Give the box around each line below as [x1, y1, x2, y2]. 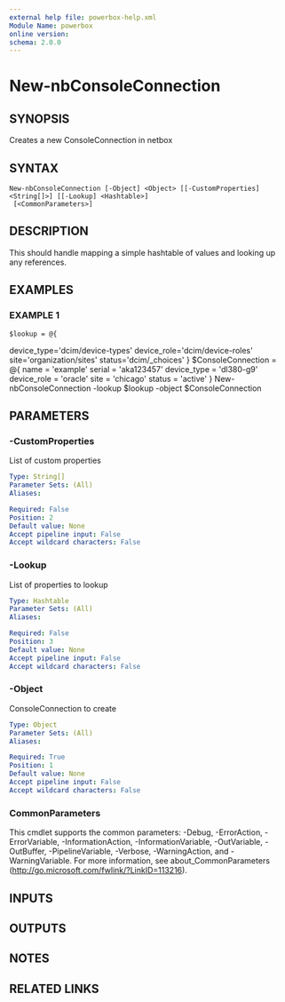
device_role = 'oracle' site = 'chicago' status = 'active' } [9, 373, 213, 384]
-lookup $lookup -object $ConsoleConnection [92, 383, 262, 394]
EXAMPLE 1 [9, 309, 60, 322]
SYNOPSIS [9, 111, 70, 126]
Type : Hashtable [9, 596, 69, 605]
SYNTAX [9, 161, 59, 176]
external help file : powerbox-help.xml [9, 12, 157, 22]
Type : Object [9, 720, 58, 729]
